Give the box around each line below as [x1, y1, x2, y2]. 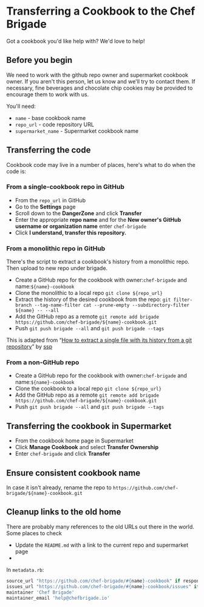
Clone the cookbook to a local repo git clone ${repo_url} [15, 385, 162, 392]
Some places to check [6, 529, 62, 537]
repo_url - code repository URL [15, 121, 94, 128]
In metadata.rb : [6, 566, 44, 573]
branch [15, 302, 32, 308]
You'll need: [6, 102, 36, 110]
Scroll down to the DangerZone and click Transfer [15, 209, 142, 217]
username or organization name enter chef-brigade [15, 222, 147, 230]
